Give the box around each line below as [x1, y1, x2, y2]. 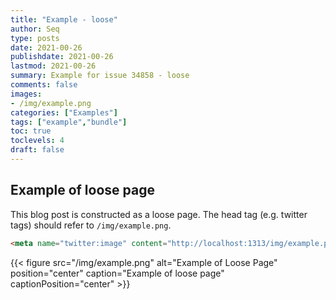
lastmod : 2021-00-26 [10, 61, 97, 71]
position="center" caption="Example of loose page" [10, 267, 225, 279]
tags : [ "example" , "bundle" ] [10, 117, 128, 127]
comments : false [10, 80, 78, 90]
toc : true [10, 126, 52, 136]
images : [10, 89, 43, 99]
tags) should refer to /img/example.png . [10, 219, 172, 231]
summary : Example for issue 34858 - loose [10, 71, 190, 81]
